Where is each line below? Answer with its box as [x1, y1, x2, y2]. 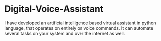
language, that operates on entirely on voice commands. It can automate [4, 25, 154, 31]
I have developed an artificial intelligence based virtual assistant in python [4, 20, 156, 26]
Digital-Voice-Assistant [4, 3, 104, 15]
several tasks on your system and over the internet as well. [4, 30, 125, 36]
